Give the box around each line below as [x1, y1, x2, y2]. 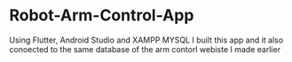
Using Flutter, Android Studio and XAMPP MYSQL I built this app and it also [9, 35, 284, 45]
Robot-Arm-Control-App [9, 5, 194, 26]
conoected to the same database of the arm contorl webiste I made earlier [9, 43, 281, 54]
